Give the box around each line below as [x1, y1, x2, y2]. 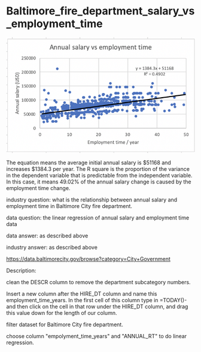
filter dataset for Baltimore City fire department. [6, 321, 124, 328]
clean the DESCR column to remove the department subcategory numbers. [6, 279, 191, 286]
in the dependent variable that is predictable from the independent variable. [6, 172, 193, 179]
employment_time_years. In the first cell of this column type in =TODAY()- [6, 297, 187, 304]
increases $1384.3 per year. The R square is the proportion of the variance [6, 166, 190, 173]
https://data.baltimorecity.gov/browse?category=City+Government [6, 255, 170, 263]
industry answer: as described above [6, 244, 98, 251]
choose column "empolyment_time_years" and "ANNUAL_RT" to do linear [6, 333, 187, 340]
